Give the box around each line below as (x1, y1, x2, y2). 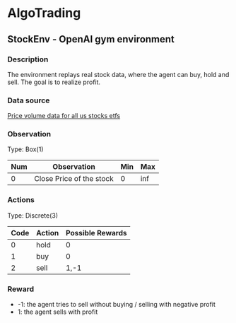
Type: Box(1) (7, 145, 44, 153)
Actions (7, 195, 35, 205)
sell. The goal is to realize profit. (7, 78, 101, 86)
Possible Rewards (66, 228, 127, 237)
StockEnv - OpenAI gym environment (7, 33, 175, 45)
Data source (7, 95, 50, 105)
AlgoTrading (7, 5, 81, 21)
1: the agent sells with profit (17, 307, 98, 316)
